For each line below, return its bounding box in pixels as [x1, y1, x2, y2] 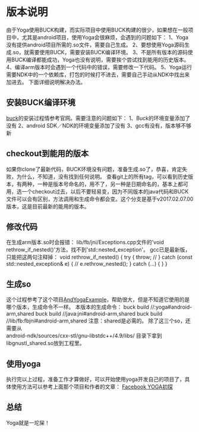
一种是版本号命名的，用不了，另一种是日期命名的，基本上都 [37, 180, 183, 188]
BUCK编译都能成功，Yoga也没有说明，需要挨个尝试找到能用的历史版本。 [11, 56, 189, 63]
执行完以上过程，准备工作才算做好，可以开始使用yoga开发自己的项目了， [6, 376, 185, 383]
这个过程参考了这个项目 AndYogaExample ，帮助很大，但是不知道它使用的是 [6, 296, 190, 303]
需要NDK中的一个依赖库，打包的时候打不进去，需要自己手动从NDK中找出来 [6, 71, 190, 78]
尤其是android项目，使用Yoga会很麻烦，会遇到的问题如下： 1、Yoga [21, 33, 189, 41]
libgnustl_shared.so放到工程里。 [6, 340, 85, 347]
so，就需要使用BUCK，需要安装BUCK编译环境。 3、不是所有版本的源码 [12, 48, 188, 55]
